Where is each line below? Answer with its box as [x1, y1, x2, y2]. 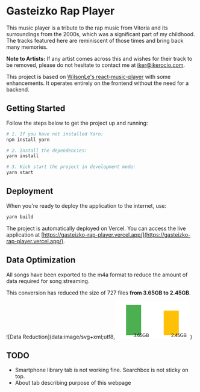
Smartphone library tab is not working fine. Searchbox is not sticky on [14, 366, 189, 374]
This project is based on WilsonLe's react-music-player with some [6, 73, 171, 80]
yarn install [6, 153, 39, 159]
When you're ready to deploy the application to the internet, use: [6, 202, 167, 209]
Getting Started [6, 104, 66, 114]
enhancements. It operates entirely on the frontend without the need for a [6, 79, 189, 87]
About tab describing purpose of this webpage [14, 379, 131, 387]
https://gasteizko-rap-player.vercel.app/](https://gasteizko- [43, 231, 191, 238]
